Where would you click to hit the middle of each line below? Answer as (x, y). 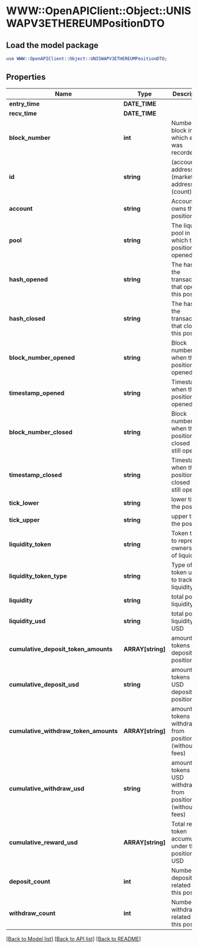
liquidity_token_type (38, 576)
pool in (181, 233)
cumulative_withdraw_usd (47, 788)
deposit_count (30, 881)
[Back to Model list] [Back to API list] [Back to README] (74, 939)
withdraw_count (32, 913)
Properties (26, 77)
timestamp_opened (37, 393)
